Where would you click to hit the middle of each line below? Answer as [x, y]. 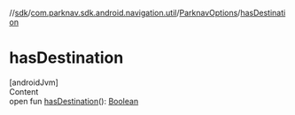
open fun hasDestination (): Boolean [74, 101]
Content [24, 91]
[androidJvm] [34, 82]
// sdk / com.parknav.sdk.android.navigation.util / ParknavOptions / [125, 13]
